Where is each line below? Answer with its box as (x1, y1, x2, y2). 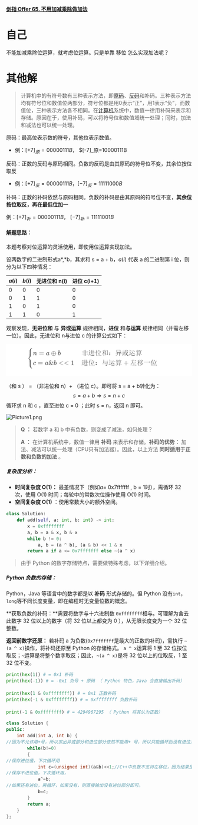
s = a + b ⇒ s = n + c (72, 392, 126, 399)
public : (6, 727, 25, 733)
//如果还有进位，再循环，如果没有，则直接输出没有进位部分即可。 (6, 783, 143, 788)
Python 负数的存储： (6, 574, 57, 581)
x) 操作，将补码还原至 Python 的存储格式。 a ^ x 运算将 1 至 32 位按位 (19, 645, 187, 652)
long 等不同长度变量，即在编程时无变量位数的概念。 (6, 598, 131, 605)
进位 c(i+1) (72, 277, 100, 284)
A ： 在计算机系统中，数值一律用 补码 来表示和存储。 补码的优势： (20, 439, 180, 446)
